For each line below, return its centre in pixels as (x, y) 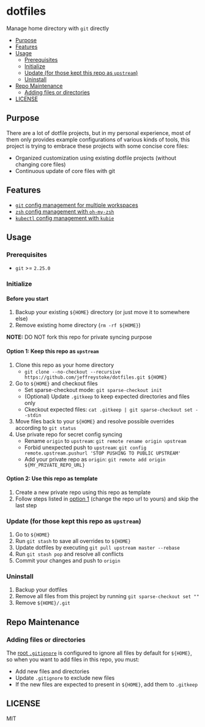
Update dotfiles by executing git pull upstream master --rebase (98, 548)
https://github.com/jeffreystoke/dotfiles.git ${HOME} (95, 377)
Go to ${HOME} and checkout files (56, 383)
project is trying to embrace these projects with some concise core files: (98, 146)
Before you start (28, 298)
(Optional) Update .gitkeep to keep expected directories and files (107, 396)
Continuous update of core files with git (65, 171)
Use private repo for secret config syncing (69, 434)
